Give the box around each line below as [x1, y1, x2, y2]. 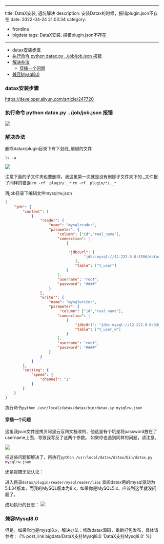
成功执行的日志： [5, 501, 40, 507]
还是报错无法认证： [5, 469, 44, 475]
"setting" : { [22, 368, 49, 373]
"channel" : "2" [40, 377, 71, 382]
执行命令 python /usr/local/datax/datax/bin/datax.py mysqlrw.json [5, 404, 143, 411]
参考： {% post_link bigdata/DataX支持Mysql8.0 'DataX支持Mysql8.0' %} [5, 533, 152, 539]
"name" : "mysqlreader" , [48, 223, 97, 228]
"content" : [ [22, 209, 49, 214]
